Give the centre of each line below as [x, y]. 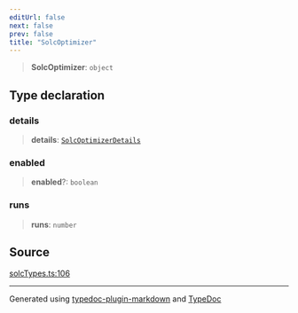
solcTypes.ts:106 [40, 274]
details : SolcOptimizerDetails [86, 139]
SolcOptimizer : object [72, 67]
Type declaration [57, 95]
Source [30, 252]
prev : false [31, 34]
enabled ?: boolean [65, 182]
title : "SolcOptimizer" [53, 42]
